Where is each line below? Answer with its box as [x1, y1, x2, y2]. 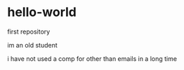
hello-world [7, 4, 77, 20]
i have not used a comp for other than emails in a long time [7, 54, 178, 63]
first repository [7, 27, 51, 36]
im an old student [7, 41, 58, 49]
